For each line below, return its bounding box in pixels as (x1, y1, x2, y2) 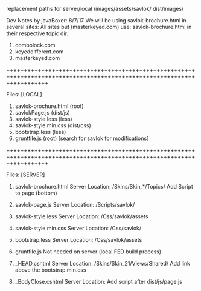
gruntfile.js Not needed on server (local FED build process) (14, 248, 162, 255)
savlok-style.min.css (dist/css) (14, 122, 92, 129)
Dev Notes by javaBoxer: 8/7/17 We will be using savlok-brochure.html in (6, 17, 187, 24)
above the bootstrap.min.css (14, 266, 86, 273)
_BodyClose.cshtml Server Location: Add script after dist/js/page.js (14, 278, 182, 285)
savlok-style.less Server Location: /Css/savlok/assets (14, 213, 148, 220)
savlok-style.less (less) (14, 115, 72, 122)
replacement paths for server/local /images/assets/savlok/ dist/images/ (6, 5, 184, 12)
